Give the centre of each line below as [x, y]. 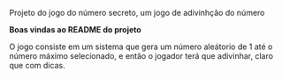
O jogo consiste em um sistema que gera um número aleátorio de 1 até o [141, 47]
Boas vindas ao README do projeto [75, 29]
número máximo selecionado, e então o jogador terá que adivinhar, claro [141, 56]
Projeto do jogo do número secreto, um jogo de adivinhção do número [137, 13]
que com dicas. [37, 65]
